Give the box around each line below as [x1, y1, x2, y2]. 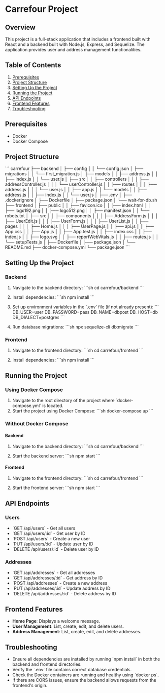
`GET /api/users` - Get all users [12, 525, 75, 531]
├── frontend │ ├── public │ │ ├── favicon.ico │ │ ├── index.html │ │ [5, 203, 151, 208]
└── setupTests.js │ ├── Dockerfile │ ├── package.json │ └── [5, 239, 135, 245]
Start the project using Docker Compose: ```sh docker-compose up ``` [12, 408, 154, 414]
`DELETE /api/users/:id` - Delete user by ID [12, 546, 99, 552]
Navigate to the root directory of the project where [12, 398, 115, 404]
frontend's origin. [12, 683, 48, 689]
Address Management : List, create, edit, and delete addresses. [12, 629, 142, 635]
